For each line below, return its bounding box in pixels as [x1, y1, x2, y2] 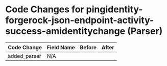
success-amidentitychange [5, 26, 126, 37]
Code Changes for [5, 4, 84, 15]
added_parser [8, 52, 42, 59]
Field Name [46, 43, 75, 51]
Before [80, 43, 97, 51]
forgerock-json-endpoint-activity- [5, 14, 154, 26]
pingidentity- [86, 4, 143, 15]
